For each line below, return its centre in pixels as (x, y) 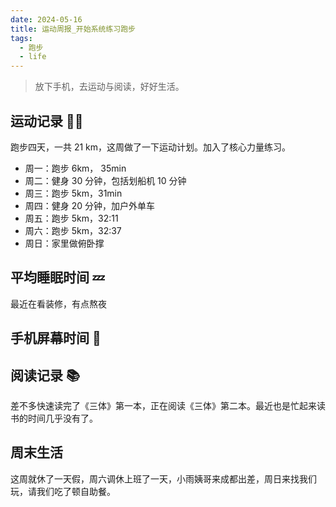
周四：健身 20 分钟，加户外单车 (90, 205)
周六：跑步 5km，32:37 (73, 230)
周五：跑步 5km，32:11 (71, 218)
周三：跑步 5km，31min (73, 193)
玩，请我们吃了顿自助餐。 (63, 491)
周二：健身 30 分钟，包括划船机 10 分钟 (105, 180)
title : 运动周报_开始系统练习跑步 (73, 29)
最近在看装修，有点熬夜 (58, 303)
